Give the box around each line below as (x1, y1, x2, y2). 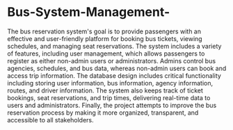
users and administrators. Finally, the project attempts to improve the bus (7, 101, 217, 109)
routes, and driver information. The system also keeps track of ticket (7, 86, 204, 95)
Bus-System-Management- (7, 4, 170, 20)
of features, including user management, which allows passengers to (7, 49, 205, 58)
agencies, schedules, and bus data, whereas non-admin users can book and (7, 64, 227, 72)
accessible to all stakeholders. (7, 115, 94, 124)
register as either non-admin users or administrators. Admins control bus (7, 56, 216, 65)
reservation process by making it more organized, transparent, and (7, 108, 199, 117)
